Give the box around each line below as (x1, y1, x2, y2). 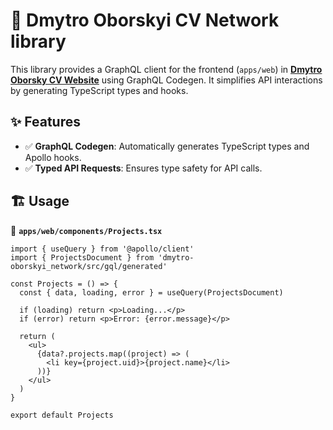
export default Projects (10, 410, 114, 420)
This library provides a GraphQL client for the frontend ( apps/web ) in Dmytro (10, 63, 323, 75)
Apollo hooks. (24, 151, 82, 163)
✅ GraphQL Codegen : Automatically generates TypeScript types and (24, 140, 310, 152)
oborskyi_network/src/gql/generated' (10, 261, 168, 271)
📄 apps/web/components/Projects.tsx (10, 224, 163, 236)
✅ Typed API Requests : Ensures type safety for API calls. (24, 162, 263, 174)
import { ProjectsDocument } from (10, 252, 155, 263)
